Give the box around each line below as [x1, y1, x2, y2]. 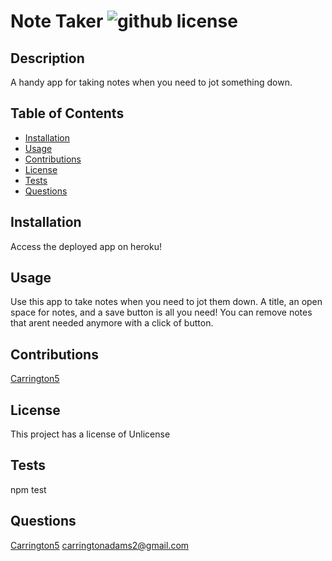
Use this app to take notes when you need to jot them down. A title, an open [10, 296, 323, 308]
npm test [10, 483, 47, 495]
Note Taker [10, 10, 104, 33]
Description [10, 50, 85, 67]
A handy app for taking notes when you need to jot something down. [10, 76, 293, 88]
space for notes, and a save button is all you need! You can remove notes [10, 306, 313, 319]
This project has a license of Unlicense [10, 428, 171, 440]
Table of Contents [10, 105, 125, 122]
